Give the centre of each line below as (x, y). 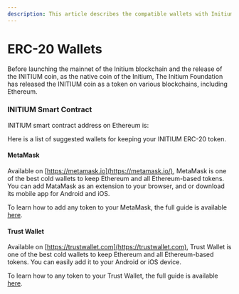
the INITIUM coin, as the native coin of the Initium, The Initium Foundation (115, 76)
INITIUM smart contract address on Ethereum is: (78, 125)
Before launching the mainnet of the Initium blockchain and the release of (115, 69)
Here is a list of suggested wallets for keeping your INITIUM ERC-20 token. (117, 138)
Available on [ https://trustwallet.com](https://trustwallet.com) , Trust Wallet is (119, 247)
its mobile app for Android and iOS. (59, 194)
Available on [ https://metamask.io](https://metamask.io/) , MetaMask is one (117, 171)
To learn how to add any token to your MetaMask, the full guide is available (117, 207)
